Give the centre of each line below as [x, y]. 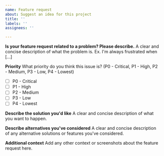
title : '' [15, 19]
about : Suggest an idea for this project [48, 14]
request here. [19, 148]
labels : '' [16, 23]
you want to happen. [26, 118]
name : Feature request [28, 10]
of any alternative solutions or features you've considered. [65, 133]
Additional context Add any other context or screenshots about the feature [82, 143]
